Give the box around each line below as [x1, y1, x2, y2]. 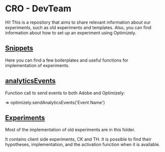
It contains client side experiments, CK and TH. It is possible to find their [5, 136, 152, 142]
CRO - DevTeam [5, 3, 71, 14]
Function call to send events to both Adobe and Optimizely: [5, 90, 125, 96]
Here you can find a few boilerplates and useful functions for [5, 57, 129, 63]
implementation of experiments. [5, 62, 70, 68]
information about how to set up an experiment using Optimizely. [5, 30, 136, 36]
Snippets [5, 44, 33, 52]
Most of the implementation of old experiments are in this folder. [5, 127, 135, 133]
